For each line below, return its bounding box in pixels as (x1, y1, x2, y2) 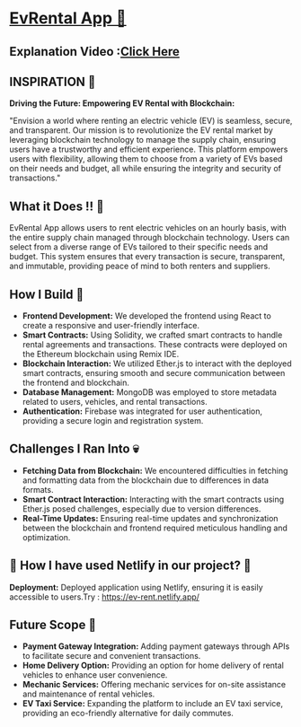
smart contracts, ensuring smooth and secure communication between (22, 368, 286, 379)
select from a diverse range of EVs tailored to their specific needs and (9, 241, 269, 252)
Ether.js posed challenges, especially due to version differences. (22, 503, 261, 514)
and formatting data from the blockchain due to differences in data (22, 475, 270, 486)
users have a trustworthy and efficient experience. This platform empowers (9, 144, 288, 155)
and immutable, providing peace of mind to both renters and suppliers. (9, 260, 271, 272)
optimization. (22, 531, 71, 542)
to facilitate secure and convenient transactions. (22, 651, 201, 661)
